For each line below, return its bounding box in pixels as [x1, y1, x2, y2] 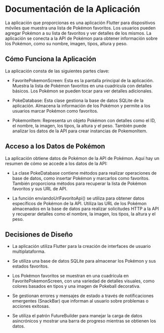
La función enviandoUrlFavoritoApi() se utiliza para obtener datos [12, 195, 145, 201]
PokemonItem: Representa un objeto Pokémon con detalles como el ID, [12, 117, 156, 123]
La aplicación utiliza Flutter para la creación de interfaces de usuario [12, 243, 151, 249]
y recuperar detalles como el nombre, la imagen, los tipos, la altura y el [12, 211, 156, 217]
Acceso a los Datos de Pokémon [5, 142, 106, 151]
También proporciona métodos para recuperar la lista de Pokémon [12, 181, 147, 186]
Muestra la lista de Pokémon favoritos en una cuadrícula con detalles [12, 83, 152, 89]
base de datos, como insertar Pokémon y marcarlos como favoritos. [12, 175, 150, 181]
